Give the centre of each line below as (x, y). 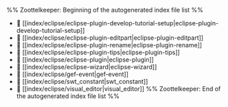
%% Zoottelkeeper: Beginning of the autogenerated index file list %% (105, 10)
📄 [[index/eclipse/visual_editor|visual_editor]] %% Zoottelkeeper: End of (118, 89)
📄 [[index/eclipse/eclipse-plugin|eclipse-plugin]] (85, 60)
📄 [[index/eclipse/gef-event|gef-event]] (72, 74)
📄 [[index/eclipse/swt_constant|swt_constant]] (82, 81)
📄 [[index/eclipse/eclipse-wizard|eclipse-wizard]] (87, 67)
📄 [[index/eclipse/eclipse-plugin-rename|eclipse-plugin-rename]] (109, 45)
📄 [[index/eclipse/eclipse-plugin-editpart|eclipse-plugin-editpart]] (110, 38)
